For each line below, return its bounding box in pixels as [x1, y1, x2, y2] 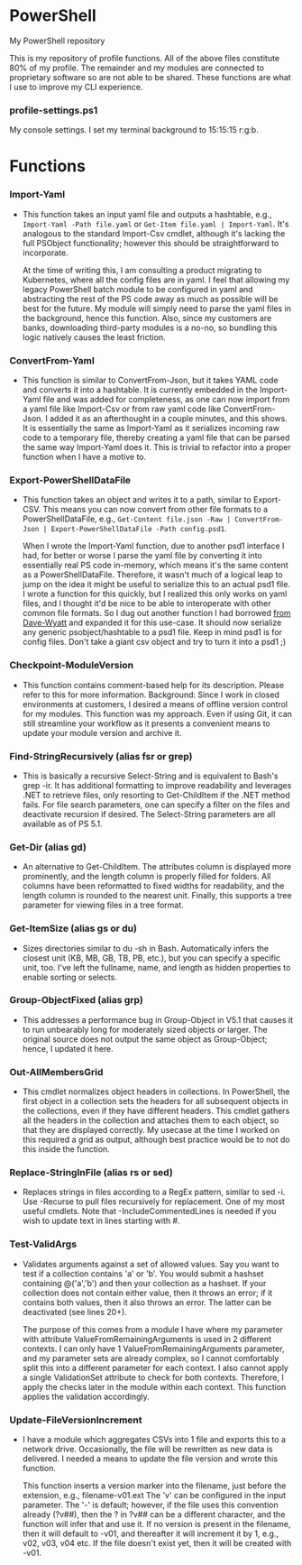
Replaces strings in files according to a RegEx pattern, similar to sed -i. [22, 1187, 286, 1198]
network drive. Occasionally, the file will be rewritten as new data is [22, 1443, 273, 1454]
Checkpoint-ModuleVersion [9, 659, 133, 672]
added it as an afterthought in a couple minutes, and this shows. [49, 413, 288, 424]
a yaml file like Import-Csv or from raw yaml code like [22, 403, 222, 415]
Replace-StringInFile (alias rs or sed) [9, 1166, 173, 1179]
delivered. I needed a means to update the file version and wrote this [22, 1453, 278, 1464]
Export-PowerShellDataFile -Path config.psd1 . [50, 523, 227, 534]
